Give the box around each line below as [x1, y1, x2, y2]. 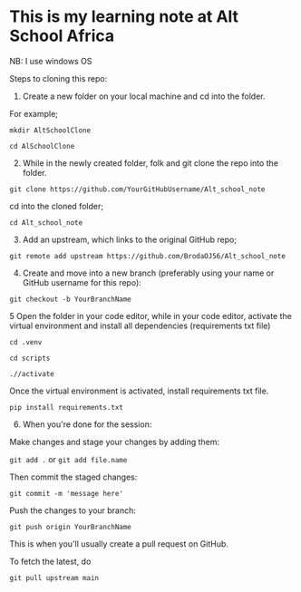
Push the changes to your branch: [9, 505, 136, 516]
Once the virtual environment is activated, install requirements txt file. [9, 385, 269, 396]
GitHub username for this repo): [22, 277, 142, 287]
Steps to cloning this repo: [9, 73, 108, 83]
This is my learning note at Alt [9, 6, 238, 27]
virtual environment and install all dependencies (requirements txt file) [9, 320, 271, 331]
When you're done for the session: [22, 419, 152, 430]
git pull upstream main [9, 573, 100, 582]
